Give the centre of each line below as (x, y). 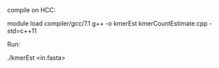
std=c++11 (22, 31)
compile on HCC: (32, 10)
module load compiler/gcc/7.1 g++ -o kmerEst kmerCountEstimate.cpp (107, 23)
